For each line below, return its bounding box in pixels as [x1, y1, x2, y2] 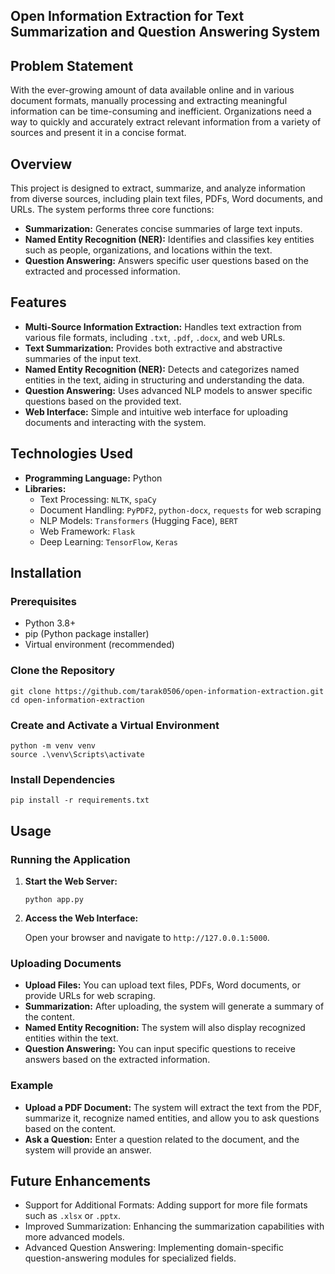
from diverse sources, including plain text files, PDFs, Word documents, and [10, 193, 323, 205]
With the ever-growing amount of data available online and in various [10, 84, 295, 96]
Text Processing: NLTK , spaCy [39, 493, 157, 505]
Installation [10, 565, 82, 582]
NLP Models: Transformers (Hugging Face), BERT [39, 514, 238, 526]
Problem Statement [10, 57, 134, 74]
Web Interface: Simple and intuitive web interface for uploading [24, 405, 288, 418]
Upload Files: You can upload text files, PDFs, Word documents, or [24, 979, 301, 991]
